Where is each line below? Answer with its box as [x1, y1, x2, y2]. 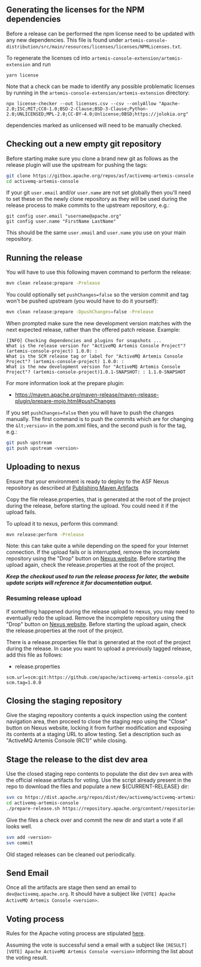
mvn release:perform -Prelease [6, 532, 84, 538]
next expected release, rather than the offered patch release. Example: [6, 326, 181, 333]
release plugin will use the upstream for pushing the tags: [6, 161, 148, 168]
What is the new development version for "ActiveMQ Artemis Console [6, 364, 181, 370]
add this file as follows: [6, 651, 63, 658]
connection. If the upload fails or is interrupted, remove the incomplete [6, 548, 181, 556]
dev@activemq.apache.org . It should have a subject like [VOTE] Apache [6, 890, 176, 898]
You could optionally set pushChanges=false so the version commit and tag [6, 291, 189, 298]
